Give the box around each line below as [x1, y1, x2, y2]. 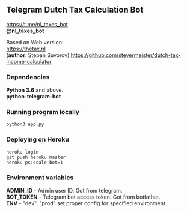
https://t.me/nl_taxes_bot [6, 20, 68, 28]
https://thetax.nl [6, 45, 46, 52]
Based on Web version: [6, 38, 64, 46]
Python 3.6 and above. [6, 86, 64, 94]
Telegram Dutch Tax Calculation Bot [6, 5, 144, 15]
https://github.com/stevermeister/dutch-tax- [70, 51, 181, 59]
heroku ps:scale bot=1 [6, 159, 63, 166]
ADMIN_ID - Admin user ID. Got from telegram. [6, 187, 123, 194]
